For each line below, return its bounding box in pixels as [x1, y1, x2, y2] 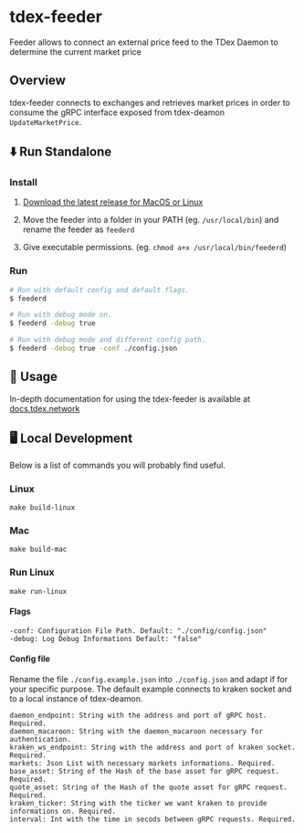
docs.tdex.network [9, 403, 80, 414]
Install [9, 176, 38, 189]
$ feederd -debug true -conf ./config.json [9, 344, 178, 353]
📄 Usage [9, 369, 58, 385]
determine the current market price [9, 46, 142, 57]
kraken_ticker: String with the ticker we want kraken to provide [9, 798, 267, 807]
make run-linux [9, 586, 68, 596]
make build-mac [9, 545, 68, 554]
